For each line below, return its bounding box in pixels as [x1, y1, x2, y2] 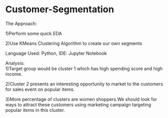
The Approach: [5, 20, 37, 27]
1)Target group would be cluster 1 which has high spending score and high [5, 65, 163, 72]
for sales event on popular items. [5, 86, 75, 92]
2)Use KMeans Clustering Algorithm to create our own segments [5, 40, 142, 46]
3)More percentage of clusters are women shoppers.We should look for [5, 96, 158, 102]
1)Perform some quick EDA [5, 30, 62, 36]
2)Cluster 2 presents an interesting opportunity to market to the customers [5, 81, 163, 87]
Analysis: [5, 60, 25, 66]
